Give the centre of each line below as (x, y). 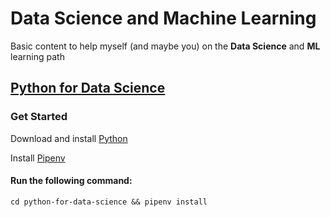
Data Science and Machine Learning (163, 18)
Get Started (39, 117)
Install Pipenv (38, 158)
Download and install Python (69, 138)
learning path (37, 56)
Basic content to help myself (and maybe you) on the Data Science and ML (165, 46)
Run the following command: (71, 181)
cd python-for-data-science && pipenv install (109, 202)
